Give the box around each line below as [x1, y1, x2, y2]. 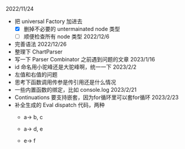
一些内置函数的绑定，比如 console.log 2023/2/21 [14, 86, 137, 94]
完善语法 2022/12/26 [14, 41, 67, 48]
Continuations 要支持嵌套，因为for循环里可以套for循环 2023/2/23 [14, 94, 179, 101]
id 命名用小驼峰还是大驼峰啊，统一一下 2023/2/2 [14, 63, 137, 71]
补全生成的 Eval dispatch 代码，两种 [14, 102, 105, 109]
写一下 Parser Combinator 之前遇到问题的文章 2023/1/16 [14, 56, 156, 63]
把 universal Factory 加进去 [14, 18, 83, 25]
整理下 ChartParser [14, 48, 63, 55]
